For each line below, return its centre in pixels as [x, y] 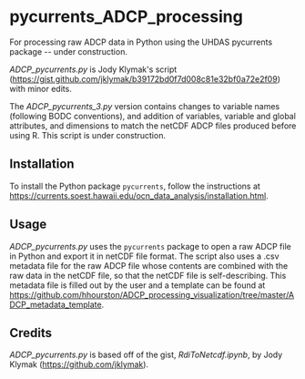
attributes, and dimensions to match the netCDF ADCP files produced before [153, 126]
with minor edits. [41, 88]
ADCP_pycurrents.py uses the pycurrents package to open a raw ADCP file [150, 246]
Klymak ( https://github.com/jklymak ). [79, 364]
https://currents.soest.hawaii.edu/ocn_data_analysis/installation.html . [139, 195]
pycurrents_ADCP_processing [126, 17]
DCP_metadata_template [56, 304]
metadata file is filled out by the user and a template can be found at [137, 285]
